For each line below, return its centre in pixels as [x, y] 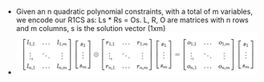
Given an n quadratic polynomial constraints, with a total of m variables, [134, 12]
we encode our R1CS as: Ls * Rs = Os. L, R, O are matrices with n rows [132, 20]
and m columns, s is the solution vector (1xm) [91, 28]
